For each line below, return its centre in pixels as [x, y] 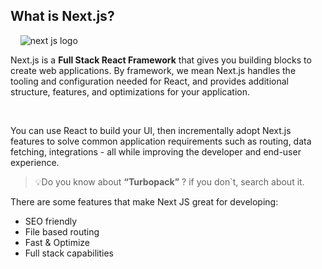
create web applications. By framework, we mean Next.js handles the [153, 70]
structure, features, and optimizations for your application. [130, 91]
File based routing [62, 231]
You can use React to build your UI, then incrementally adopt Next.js [151, 130]
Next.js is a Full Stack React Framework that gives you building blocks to [161, 60]
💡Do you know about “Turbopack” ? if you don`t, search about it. [169, 181]
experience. [35, 162]
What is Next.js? [62, 16]
